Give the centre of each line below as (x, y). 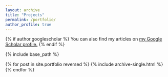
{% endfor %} (20, 70)
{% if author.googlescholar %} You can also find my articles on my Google (84, 39)
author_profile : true (28, 24)
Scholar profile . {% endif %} (35, 45)
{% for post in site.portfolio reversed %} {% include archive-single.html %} (84, 64)
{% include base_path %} (32, 54)
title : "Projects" (25, 15)
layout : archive (23, 10)
